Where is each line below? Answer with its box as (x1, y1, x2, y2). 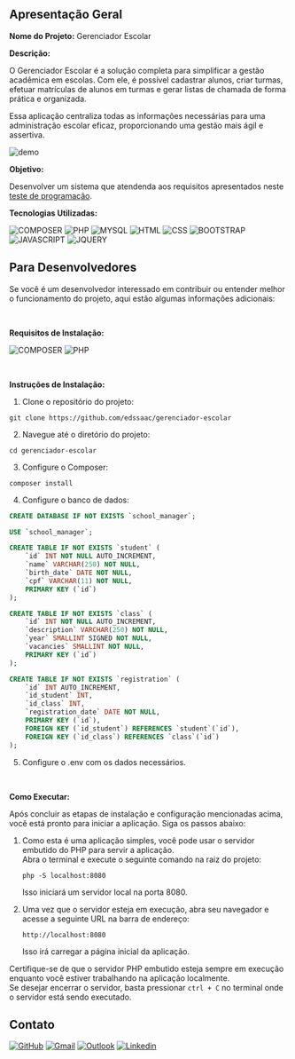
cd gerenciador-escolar (9, 446, 97, 455)
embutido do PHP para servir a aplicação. (21, 844, 175, 855)
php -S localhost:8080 (21, 871, 106, 880)
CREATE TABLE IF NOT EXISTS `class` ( (9, 609, 152, 618)
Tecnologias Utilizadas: (9, 208, 97, 218)
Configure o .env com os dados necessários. (21, 756, 186, 767)
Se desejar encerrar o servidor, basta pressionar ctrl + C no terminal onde (9, 982, 283, 992)
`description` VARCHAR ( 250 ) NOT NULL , (25, 626, 168, 635)
